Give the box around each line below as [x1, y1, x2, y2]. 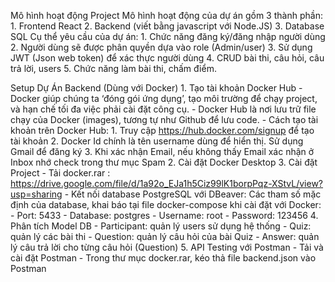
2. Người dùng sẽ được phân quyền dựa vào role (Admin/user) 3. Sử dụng [10, 41, 313, 53]
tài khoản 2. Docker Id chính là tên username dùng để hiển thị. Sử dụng [10, 135, 304, 147]
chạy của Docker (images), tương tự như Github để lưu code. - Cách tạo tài [10, 114, 319, 125]
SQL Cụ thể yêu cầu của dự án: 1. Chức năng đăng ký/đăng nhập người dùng [10, 31, 326, 42]
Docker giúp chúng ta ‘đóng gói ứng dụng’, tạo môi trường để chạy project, [10, 93, 318, 104]
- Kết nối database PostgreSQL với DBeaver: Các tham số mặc [64, 188, 322, 200]
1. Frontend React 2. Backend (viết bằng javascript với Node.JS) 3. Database [10, 20, 325, 32]
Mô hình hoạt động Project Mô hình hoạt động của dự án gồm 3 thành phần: [10, 10, 323, 21]
